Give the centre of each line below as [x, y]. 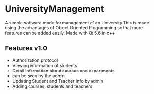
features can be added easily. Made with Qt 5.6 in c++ [60, 33]
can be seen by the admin [39, 76]
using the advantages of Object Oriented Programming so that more [74, 27]
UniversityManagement [55, 9]
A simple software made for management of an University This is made [77, 23]
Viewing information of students [45, 65]
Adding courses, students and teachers [52, 86]
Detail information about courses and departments [63, 70]
